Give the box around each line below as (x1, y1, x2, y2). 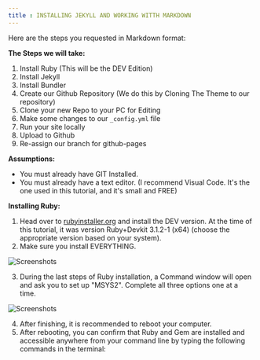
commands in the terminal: (19, 343, 106, 354)
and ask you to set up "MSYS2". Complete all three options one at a (19, 280, 238, 289)
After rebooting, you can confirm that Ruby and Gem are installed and (19, 327, 245, 336)
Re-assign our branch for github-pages (19, 138, 147, 148)
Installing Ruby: (8, 201, 60, 211)
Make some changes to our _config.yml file (19, 113, 161, 123)
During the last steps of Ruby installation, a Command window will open (19, 272, 252, 281)
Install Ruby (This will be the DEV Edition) (19, 64, 153, 73)
